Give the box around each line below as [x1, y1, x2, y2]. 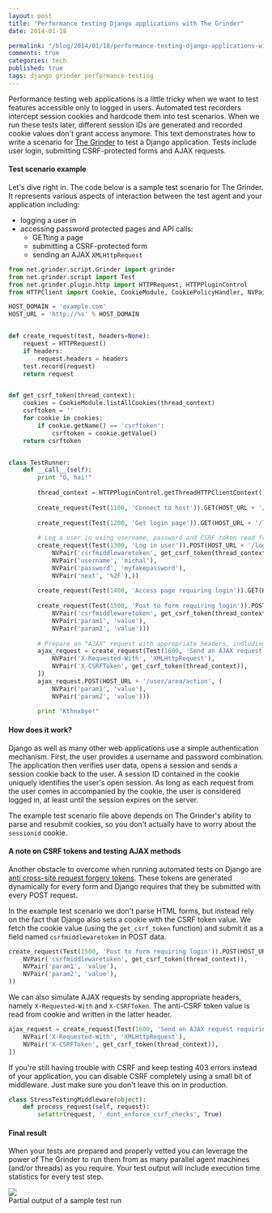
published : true [8, 64, 63, 73]
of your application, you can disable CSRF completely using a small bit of [8, 1071, 253, 1081]
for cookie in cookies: [23, 415, 104, 423]
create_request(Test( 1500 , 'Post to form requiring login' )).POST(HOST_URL [8, 947, 270, 956]
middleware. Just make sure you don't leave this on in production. [8, 1080, 228, 1090]
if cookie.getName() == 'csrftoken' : [37, 421, 164, 430]
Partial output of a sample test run [8, 1196, 122, 1206]
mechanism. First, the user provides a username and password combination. [8, 751, 264, 761]
